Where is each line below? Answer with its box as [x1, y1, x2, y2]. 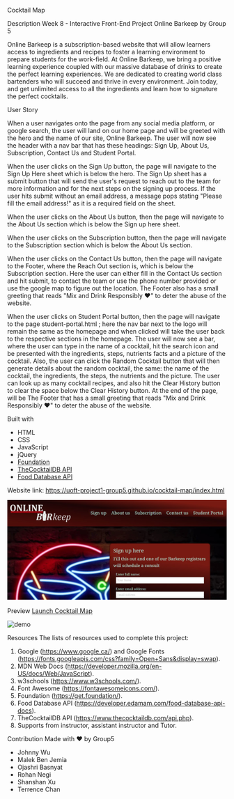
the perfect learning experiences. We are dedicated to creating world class [7, 70, 222, 78]
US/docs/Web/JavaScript [17, 669, 91, 678]
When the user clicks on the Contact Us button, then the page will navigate [7, 254, 223, 263]
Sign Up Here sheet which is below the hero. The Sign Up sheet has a [7, 170, 208, 178]
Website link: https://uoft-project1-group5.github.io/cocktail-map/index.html [7, 486, 225, 494]
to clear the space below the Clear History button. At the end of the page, [7, 387, 218, 394]
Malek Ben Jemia [17, 755, 68, 763]
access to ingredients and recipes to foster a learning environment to [7, 48, 205, 56]
